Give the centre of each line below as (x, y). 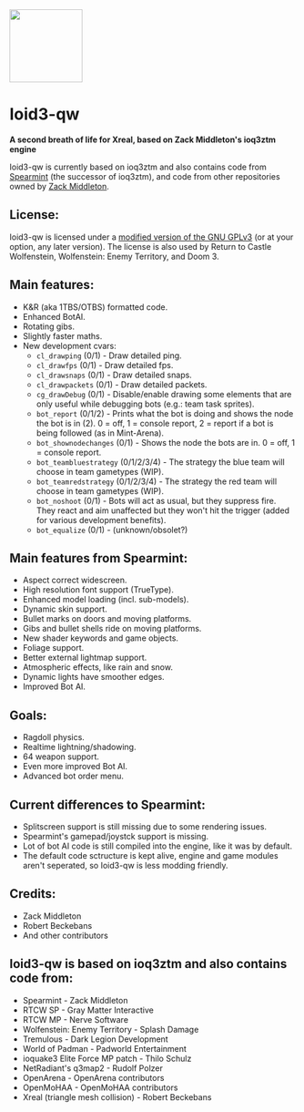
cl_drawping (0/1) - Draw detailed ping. (109, 355)
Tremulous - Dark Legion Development (95, 1039)
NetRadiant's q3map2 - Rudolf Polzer (93, 1068)
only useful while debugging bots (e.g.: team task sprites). (145, 404)
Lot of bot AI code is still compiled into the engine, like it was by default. (157, 846)
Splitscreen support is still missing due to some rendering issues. (144, 827)
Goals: (28, 715)
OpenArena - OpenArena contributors (93, 1077)
